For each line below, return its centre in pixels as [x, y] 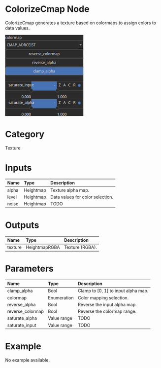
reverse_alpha [21, 304]
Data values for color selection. [82, 197]
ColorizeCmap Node [47, 9]
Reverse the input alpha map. [107, 304]
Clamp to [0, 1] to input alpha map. [113, 291]
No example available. [28, 360]
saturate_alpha [22, 318]
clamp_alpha [20, 291]
